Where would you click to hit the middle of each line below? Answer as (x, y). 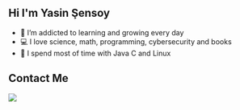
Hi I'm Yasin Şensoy (59, 13)
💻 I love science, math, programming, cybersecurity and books (126, 41)
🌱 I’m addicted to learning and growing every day (102, 32)
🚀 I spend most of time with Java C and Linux (95, 53)
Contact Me (38, 78)
